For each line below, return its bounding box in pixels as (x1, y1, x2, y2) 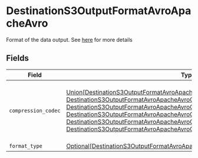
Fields (6, 53, 29, 63)
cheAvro (6, 17, 48, 30)
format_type (9, 143, 43, 149)
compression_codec (9, 107, 61, 114)
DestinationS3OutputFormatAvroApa (6, 4, 192, 18)
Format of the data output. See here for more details (6, 36, 133, 43)
